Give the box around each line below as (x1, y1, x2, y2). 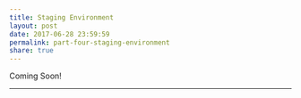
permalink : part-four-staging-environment (9, 37, 170, 47)
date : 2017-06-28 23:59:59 (9, 29, 110, 38)
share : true (9, 46, 54, 55)
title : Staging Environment (9, 12, 115, 22)
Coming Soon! (9, 70, 63, 81)
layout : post (9, 21, 58, 30)
